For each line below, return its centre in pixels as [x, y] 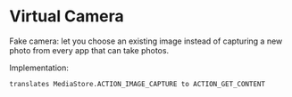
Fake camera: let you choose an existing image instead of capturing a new [146, 41]
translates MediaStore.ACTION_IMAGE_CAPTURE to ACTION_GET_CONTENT [138, 84]
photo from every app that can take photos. [89, 50]
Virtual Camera [67, 16]
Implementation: [39, 68]
